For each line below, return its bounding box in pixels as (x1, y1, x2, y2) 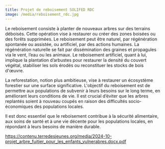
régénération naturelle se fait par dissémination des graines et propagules (5, 47, 157, 52)
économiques (5, 103, 33, 109)
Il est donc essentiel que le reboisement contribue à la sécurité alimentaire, (5, 113, 159, 119)
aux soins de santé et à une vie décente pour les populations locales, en (5, 118, 153, 124)
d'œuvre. (5, 67, 24, 73)
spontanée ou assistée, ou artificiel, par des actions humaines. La (5, 41, 140, 47)
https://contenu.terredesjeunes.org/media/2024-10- (5, 133, 112, 139)
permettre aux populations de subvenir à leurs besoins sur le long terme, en (5, 88, 161, 94)
